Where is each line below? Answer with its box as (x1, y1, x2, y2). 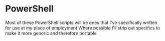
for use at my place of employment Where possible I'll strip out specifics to (5, 24, 160, 30)
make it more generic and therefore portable (5, 30, 97, 36)
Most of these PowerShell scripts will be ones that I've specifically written (5, 19, 158, 25)
